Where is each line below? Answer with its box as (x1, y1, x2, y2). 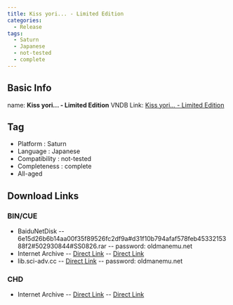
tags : (7, 30, 23, 37)
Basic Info (7, 82, 52, 94)
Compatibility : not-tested (17, 155, 92, 163)
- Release (13, 23, 42, 30)
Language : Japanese (17, 147, 81, 155)
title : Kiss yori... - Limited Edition (7, 10, 124, 18)
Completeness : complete (17, 162, 92, 171)
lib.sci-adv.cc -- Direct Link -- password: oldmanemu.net (17, 257, 183, 266)
